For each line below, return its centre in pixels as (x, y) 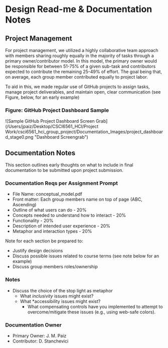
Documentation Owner (33, 325)
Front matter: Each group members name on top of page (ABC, (77, 199)
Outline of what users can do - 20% (49, 210)
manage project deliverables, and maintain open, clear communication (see (83, 92)
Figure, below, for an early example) (42, 97)
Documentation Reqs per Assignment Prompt (61, 183)
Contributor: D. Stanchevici (40, 341)
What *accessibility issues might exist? (60, 301)
